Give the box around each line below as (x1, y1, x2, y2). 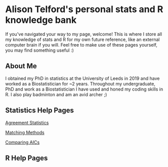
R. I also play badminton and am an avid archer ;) (5, 91, 107, 97)
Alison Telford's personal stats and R (5, 4, 163, 15)
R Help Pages (5, 153, 48, 162)
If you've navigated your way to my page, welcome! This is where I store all (5, 31, 162, 37)
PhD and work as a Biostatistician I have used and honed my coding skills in (5, 86, 163, 92)
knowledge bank (5, 14, 77, 26)
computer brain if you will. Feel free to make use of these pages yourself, (5, 41, 158, 48)
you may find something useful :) (5, 47, 74, 53)
